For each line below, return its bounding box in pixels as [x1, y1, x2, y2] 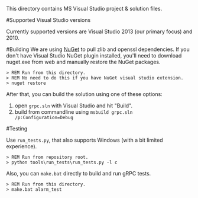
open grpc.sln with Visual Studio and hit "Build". [14, 102, 133, 109]
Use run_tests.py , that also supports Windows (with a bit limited [6, 136, 164, 143]
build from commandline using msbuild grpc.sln [14, 108, 133, 115]
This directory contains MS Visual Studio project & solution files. [6, 5, 163, 12]
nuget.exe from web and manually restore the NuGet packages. [6, 59, 161, 65]
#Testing [6, 125, 28, 132]
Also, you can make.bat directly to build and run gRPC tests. [6, 170, 151, 177]
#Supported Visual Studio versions [6, 17, 91, 23]
